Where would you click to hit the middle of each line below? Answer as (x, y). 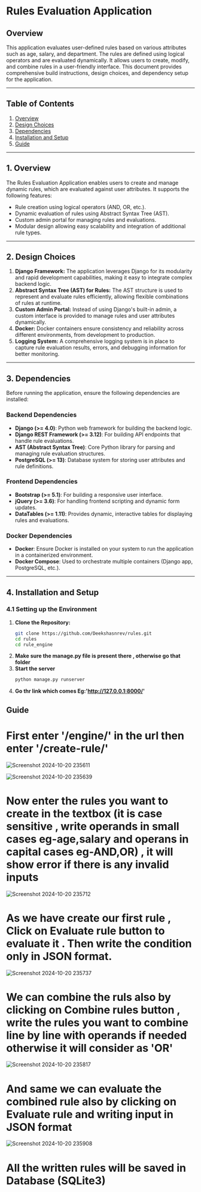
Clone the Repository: (42, 622)
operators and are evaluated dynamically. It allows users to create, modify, (98, 60)
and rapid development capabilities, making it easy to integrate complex (103, 277)
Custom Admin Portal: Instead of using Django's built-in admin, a (96, 309)
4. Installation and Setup (53, 592)
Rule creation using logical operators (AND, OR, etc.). (80, 207)
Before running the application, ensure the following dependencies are (93, 393)
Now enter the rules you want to (87, 801)
